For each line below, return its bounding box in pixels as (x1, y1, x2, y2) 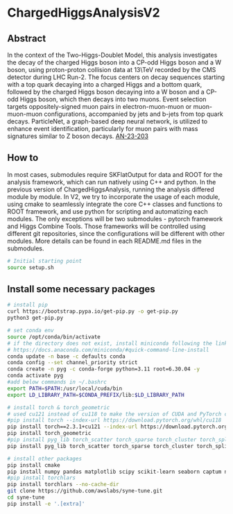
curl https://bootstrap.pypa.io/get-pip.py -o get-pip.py (7, 308, 178, 315)
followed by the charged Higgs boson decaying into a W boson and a (7, 88, 205, 96)
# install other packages (7, 455, 82, 462)
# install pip (7, 302, 49, 309)
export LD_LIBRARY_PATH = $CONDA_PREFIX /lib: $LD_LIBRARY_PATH (7, 391, 185, 398)
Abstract (7, 33, 46, 44)
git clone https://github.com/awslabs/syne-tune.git (7, 488, 163, 495)
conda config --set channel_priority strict (7, 359, 138, 366)
